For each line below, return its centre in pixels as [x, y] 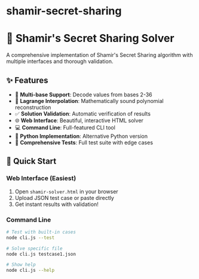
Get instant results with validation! [56, 204]
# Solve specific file [34, 248]
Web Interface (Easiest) [41, 178]
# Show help [21, 265]
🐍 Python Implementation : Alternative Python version [81, 136]
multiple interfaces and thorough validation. [60, 62]
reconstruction [33, 107]
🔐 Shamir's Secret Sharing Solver [90, 39]
